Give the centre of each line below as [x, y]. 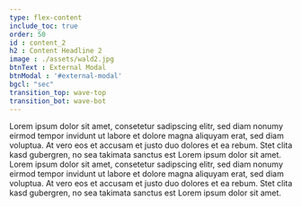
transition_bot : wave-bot [58, 101]
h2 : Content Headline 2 [56, 51]
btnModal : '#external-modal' [66, 76]
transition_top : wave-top [58, 92]
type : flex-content [46, 17]
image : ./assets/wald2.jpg [62, 59]
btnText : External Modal [58, 68]
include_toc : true [44, 26]
